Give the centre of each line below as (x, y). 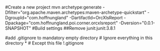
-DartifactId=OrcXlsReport (96, 18)
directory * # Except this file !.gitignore (44, 43)
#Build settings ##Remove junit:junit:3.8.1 (74, 28)
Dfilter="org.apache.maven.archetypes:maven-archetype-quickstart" (76, 12)
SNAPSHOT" (18, 28)
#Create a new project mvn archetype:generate (54, 7)
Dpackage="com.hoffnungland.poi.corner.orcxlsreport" (61, 23)
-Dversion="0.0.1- (137, 23)
